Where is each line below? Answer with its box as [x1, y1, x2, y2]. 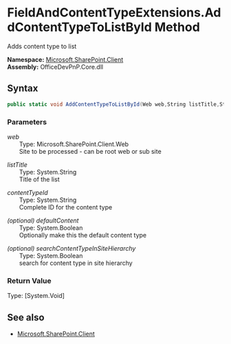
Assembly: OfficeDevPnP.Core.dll [7, 62, 104, 71]
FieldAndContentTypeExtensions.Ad [7, 5, 221, 21]
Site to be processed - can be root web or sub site [19, 147, 162, 155]
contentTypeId [7, 188, 48, 196]
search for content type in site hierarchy [19, 259, 133, 267]
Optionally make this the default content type [19, 231, 147, 239]
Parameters [7, 117, 47, 126]
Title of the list [19, 175, 60, 183]
